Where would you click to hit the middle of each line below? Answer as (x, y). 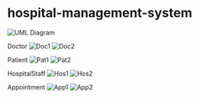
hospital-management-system (100, 13)
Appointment (26, 87)
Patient (18, 60)
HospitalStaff (27, 73)
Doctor (17, 46)
